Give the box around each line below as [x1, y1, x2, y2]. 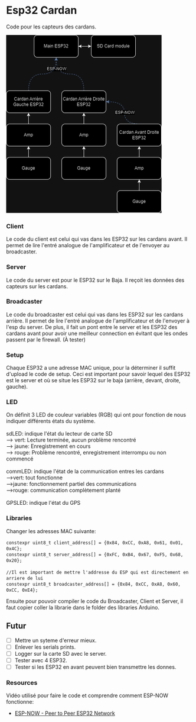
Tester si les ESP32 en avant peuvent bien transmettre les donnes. [14, 663, 177, 671]
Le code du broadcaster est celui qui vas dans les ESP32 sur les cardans [6, 311, 184, 318]
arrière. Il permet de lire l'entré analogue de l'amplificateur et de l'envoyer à [6, 317, 190, 324]
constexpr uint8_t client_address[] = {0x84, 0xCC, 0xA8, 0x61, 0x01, [6, 540, 184, 546]
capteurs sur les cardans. [6, 282, 68, 290]
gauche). [6, 383, 28, 391]
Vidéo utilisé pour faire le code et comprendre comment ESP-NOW [6, 692, 169, 699]
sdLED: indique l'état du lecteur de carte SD [6, 430, 113, 437]
